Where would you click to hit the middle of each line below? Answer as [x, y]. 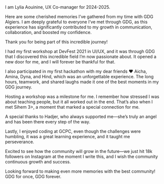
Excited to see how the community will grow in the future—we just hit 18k [79, 151]
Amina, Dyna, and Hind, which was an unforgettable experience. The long [80, 77]
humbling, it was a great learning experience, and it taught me [68, 137]
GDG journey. [19, 87]
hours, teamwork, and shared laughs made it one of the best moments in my [82, 82]
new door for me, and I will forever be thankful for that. [60, 62]
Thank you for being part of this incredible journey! [56, 42]
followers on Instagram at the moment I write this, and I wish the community [82, 156]
